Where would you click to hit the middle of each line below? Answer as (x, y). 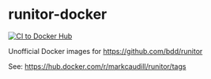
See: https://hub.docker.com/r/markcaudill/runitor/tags (97, 66)
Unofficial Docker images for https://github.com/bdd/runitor (105, 51)
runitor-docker (58, 14)
